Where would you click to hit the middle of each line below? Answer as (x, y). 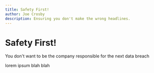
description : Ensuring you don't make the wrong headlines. (68, 18)
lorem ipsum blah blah (27, 66)
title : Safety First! (27, 9)
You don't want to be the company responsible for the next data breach (77, 56)
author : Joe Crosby (25, 14)
